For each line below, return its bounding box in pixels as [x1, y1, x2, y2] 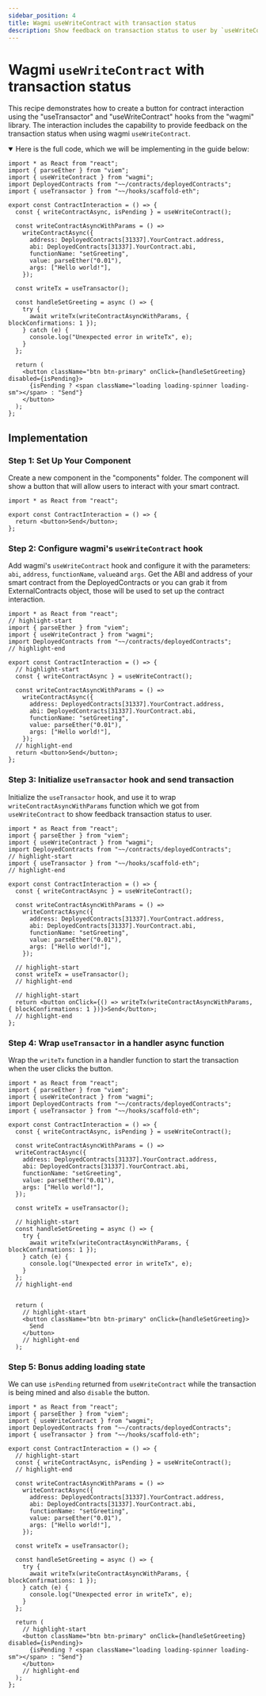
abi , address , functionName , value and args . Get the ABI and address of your [8, 569, 253, 579]
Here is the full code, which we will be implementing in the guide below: [15, 144, 249, 154]
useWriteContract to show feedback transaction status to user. [8, 809, 212, 818]
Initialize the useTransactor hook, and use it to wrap [8, 792, 177, 802]
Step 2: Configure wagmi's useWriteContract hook [8, 543, 203, 554]
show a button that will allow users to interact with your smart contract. [8, 482, 240, 490]
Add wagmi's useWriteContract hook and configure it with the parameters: [8, 561, 251, 571]
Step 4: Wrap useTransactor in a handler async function [8, 1037, 225, 1048]
